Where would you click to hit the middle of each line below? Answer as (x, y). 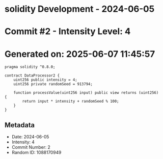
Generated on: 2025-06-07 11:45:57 (80, 54)
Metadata (20, 125)
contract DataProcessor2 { (32, 76)
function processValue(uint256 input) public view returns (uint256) (86, 93)
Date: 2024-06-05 (30, 137)
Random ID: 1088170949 (37, 153)
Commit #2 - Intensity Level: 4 (68, 32)
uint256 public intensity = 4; (45, 80)
